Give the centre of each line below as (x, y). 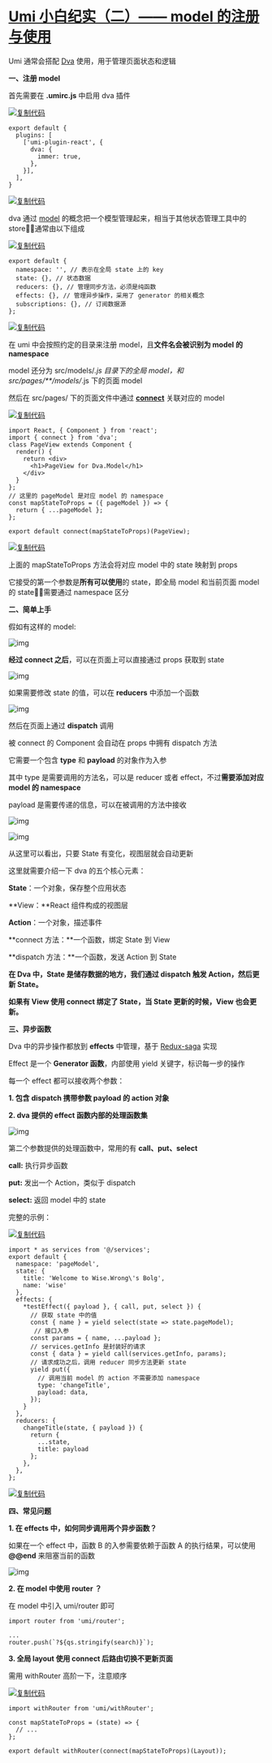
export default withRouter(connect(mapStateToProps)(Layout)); (118, 1751)
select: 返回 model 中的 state (57, 1200)
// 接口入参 (52, 1331)
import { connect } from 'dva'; (63, 438)
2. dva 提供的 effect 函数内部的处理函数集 (78, 1115)
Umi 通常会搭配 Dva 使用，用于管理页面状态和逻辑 (92, 61)
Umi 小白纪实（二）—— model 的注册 (134, 17)
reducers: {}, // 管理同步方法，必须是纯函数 (86, 287)
